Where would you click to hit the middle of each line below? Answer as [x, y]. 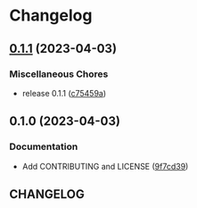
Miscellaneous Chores [59, 74]
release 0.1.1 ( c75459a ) [64, 93]
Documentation [44, 146]
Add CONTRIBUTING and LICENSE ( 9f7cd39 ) [105, 166]
